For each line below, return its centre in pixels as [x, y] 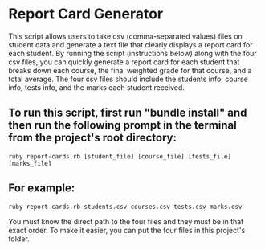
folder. [19, 239]
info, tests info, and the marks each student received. [96, 87]
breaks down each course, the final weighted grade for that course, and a [130, 70]
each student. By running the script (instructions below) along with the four [132, 53]
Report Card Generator [86, 14]
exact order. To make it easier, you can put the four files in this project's [127, 230]
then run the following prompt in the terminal [122, 125]
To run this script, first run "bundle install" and [128, 113]
